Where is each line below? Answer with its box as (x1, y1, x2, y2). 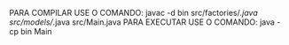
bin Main (20, 26, 52, 36)
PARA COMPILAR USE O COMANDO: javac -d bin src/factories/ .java (9, 8, 259, 18)
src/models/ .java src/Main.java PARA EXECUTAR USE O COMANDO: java (9, 17, 275, 27)
